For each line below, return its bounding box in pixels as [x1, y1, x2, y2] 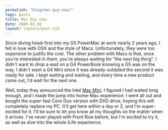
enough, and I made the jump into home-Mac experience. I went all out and [5, 93, 161, 99]
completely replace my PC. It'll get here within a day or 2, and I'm [5, 103, 141, 109]
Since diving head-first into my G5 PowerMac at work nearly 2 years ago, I [5, 40, 160, 46]
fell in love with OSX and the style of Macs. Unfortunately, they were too [5, 45, 155, 51]
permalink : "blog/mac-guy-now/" [5, 7, 73, 13]
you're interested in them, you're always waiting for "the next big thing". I [5, 56, 157, 62]
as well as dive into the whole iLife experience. [5, 119, 102, 125]
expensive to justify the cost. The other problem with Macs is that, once [5, 51, 154, 57]
